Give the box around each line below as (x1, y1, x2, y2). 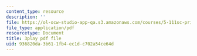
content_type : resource (6, 8, 64, 15)
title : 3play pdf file (6, 36, 62, 41)
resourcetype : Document (6, 30, 64, 36)
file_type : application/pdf (6, 24, 75, 31)
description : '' (6, 14, 46, 20)
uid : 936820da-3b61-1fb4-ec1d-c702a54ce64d (6, 41, 114, 47)
